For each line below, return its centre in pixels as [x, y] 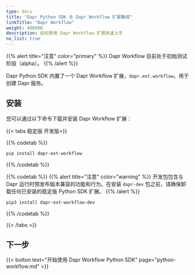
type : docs [19, 11]
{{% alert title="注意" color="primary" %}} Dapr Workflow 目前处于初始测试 [97, 56]
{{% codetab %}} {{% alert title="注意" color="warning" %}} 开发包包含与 [95, 177]
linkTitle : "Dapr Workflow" [40, 22]
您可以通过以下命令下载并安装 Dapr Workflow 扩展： [69, 118]
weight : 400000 [25, 28]
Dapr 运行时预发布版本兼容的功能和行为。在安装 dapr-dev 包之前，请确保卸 [96, 184]
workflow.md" [23, 266]
